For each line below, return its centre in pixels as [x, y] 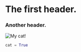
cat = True [17, 45]
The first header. [41, 9]
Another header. [26, 25]
